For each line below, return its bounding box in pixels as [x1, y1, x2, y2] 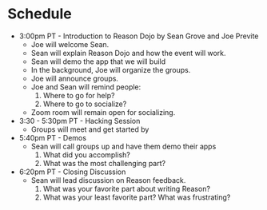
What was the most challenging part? [42, 158, 165, 168]
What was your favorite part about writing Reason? [42, 184, 211, 193]
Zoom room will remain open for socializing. [30, 107, 176, 117]
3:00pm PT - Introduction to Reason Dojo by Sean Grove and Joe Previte [18, 31, 259, 41]
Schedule [7, 5, 73, 23]
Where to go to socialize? [42, 99, 127, 109]
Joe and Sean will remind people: [30, 81, 141, 92]
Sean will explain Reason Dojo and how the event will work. [30, 48, 226, 57]
